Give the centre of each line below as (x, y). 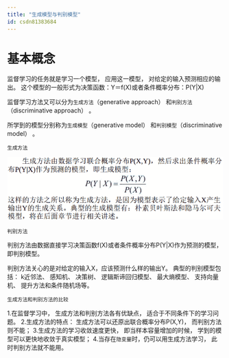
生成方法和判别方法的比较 (38, 300)
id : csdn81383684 (32, 22)
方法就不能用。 (46, 348)
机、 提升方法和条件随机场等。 (50, 285)
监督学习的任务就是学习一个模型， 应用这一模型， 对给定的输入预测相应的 (111, 79)
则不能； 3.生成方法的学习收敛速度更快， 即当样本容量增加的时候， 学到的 (111, 331)
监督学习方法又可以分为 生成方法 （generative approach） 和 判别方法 (100, 102)
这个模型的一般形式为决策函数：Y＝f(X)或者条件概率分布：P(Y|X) (112, 87)
